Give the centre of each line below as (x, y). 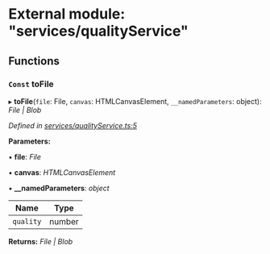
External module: (67, 14)
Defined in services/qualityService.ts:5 (73, 125)
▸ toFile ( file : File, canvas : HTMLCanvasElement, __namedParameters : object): (135, 101)
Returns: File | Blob (41, 241)
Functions (34, 61)
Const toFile (31, 84)
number (64, 221)
